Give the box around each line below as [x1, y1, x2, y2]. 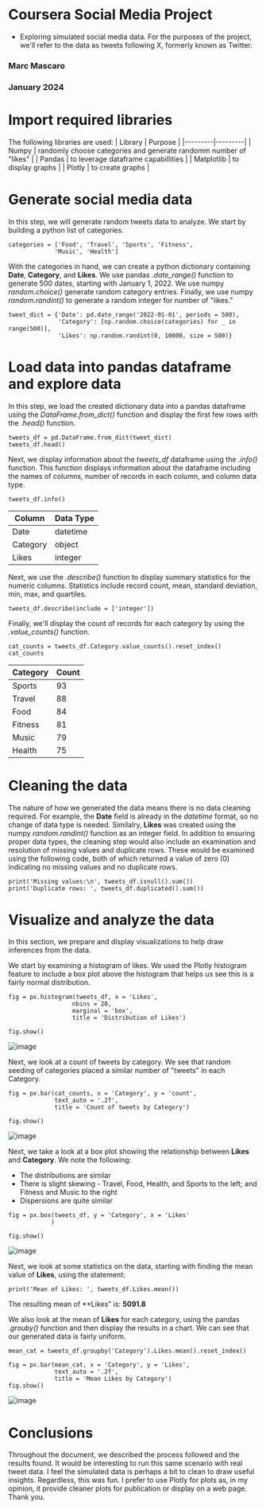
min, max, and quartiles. [8, 589, 87, 598]
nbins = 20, [71, 1000, 112, 1008]
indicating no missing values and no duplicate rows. [8, 861, 178, 872]
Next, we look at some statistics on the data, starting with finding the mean [8, 1262, 253, 1271]
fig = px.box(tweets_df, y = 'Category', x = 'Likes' [8, 1211, 191, 1219]
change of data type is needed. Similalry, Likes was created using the [8, 819, 237, 829]
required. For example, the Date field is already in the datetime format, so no [8, 811, 259, 821]
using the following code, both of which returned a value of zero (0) [8, 854, 230, 863]
